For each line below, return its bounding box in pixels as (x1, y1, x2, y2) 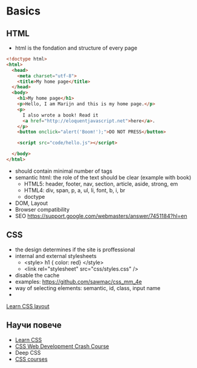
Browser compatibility (15, 205, 70, 213)
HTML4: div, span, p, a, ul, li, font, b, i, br (24, 186, 126, 194)
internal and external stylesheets (15, 252, 97, 259)
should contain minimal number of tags (15, 167, 113, 175)
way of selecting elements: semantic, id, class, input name (15, 284, 161, 291)
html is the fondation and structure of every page (15, 44, 138, 51)
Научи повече (6, 320, 62, 331)
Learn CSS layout (6, 302, 50, 309)
